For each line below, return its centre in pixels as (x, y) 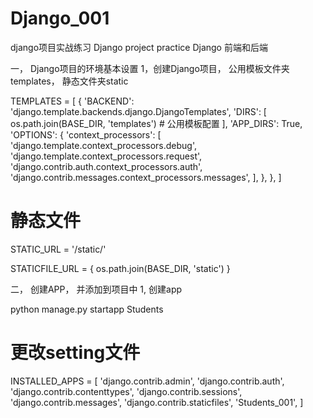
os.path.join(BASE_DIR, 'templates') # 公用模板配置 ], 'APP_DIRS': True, (156, 123)
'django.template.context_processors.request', (106, 156)
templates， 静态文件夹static (69, 81)
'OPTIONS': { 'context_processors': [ (86, 134)
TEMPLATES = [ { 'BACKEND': (72, 101)
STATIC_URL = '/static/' (58, 249)
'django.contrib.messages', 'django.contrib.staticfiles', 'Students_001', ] (157, 402)
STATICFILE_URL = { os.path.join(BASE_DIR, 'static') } (120, 268)
